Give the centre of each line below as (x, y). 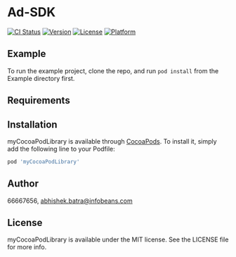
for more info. (27, 247)
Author (23, 184)
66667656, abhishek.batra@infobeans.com (70, 201)
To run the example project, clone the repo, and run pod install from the (113, 70)
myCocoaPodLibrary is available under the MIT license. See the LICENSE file (118, 239)
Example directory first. (41, 78)
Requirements (39, 100)
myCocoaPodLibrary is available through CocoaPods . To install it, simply (112, 141)
